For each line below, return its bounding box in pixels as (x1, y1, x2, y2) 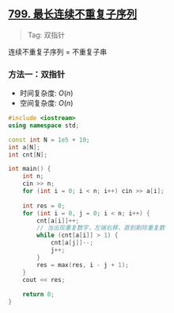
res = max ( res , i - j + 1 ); (36, 261, 129, 269)
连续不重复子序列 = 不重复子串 (8, 47, 108, 56)
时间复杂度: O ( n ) (19, 88, 74, 98)
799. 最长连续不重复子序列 (8, 7, 138, 21)
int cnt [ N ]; (8, 150, 47, 159)
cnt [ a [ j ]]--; (50, 239, 93, 247)
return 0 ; (22, 291, 55, 299)
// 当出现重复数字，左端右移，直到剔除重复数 (36, 224, 165, 232)
